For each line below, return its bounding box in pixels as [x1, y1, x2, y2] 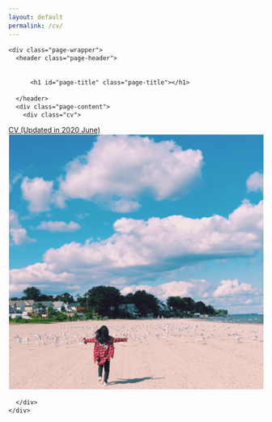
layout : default [8, 13, 63, 21]
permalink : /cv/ [8, 21, 63, 30]
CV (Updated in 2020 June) [8, 125, 101, 134]
